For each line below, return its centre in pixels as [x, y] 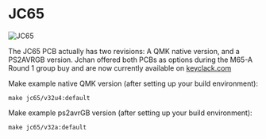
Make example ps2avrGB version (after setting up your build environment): [130, 113]
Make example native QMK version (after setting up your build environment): [133, 83]
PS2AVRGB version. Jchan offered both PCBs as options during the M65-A [131, 60]
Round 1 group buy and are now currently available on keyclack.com [120, 68]
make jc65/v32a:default [48, 127]
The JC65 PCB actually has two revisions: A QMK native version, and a [124, 51]
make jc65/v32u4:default [49, 98]
